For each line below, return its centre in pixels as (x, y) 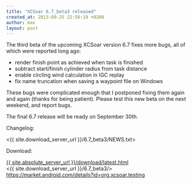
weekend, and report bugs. (39, 105)
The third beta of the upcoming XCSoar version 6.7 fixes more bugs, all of (96, 45)
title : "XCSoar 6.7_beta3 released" (51, 11)
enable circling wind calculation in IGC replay (69, 75)
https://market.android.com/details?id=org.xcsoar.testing (76, 175)
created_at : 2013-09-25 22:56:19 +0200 (55, 17)
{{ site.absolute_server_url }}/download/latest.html (67, 162)
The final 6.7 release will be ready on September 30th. (72, 117)
